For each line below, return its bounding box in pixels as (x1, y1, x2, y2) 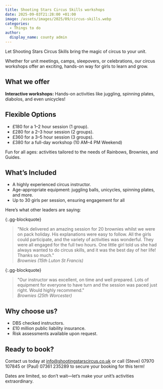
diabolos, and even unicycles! (5, 96, 66, 102)
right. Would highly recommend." (17, 288, 84, 293)
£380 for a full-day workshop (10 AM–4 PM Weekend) (12, 139, 122, 145)
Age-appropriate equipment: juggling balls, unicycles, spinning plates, (12, 187, 155, 193)
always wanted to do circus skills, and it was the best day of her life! (17, 247, 157, 253)
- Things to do (9, 26, 41, 31)
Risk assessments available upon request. (12, 331, 98, 337)
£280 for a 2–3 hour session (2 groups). (12, 129, 94, 135)
